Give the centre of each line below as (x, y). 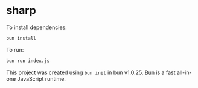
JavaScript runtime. (42, 78)
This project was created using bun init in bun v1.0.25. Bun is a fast (91, 72)
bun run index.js (28, 61)
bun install (21, 38)
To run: (15, 49)
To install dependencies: (37, 27)
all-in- (184, 72)
